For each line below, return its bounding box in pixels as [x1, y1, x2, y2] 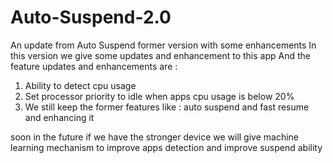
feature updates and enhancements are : [10, 60, 178, 72]
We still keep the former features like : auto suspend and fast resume [24, 101, 310, 113]
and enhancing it [24, 111, 95, 123]
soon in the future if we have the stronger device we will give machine [10, 131, 300, 143]
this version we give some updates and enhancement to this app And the [10, 49, 311, 61]
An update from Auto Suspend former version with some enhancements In [10, 39, 317, 51]
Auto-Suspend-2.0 [10, 6, 172, 29]
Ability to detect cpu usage [24, 79, 137, 91]
